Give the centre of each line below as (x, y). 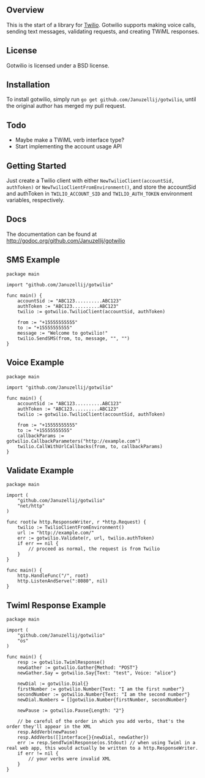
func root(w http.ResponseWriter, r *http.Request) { (76, 522)
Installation (28, 85)
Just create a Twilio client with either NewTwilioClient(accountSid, (90, 181)
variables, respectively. (35, 200)
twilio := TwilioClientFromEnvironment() (71, 528)
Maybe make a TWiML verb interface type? (69, 140)
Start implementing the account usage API (69, 147)
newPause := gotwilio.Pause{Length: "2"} (71, 711)
